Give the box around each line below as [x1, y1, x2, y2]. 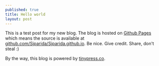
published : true [5, 7, 39, 12]
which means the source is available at [5, 35, 84, 41]
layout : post [5, 16, 32, 21]
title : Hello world [5, 12, 46, 17]
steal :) [5, 46, 19, 52]
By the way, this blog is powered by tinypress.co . [5, 56, 106, 62]
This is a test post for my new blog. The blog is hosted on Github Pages [5, 30, 152, 36]
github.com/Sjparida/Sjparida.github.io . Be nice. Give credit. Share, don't [5, 41, 154, 47]
